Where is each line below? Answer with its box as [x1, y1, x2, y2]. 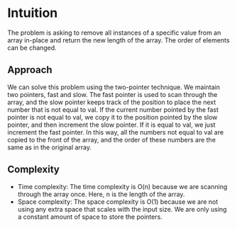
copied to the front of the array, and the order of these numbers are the [7, 135, 216, 144]
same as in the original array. [7, 143, 92, 152]
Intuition [7, 5, 58, 21]
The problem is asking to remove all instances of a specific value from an [7, 28, 221, 37]
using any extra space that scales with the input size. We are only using [17, 205, 227, 213]
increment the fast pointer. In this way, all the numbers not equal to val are [7, 127, 224, 136]
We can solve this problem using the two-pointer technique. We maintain [7, 83, 220, 91]
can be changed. [7, 43, 57, 52]
